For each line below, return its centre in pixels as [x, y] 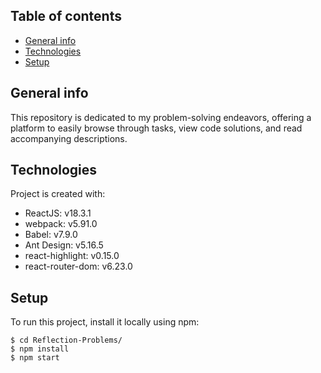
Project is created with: [58, 194]
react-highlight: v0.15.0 [72, 256]
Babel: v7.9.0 [51, 235]
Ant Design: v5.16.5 [64, 245]
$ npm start [35, 358]
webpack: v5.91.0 [61, 224]
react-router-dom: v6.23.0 [78, 266]
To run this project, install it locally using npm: [105, 322]
